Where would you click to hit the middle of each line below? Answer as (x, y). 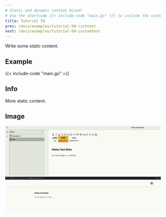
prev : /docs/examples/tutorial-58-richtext (51, 26)
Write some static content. (32, 46)
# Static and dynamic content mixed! (44, 10)
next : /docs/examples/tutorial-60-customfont (53, 31)
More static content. (26, 101)
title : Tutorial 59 (25, 21)
